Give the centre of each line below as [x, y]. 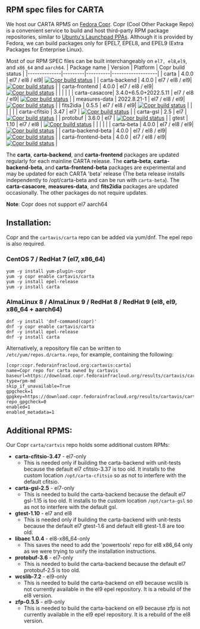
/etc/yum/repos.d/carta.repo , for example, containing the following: [90, 355]
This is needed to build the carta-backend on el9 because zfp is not [107, 608]
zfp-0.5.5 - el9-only [40, 602]
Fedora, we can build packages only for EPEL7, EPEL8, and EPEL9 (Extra [95, 43]
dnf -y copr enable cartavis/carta [50, 327]
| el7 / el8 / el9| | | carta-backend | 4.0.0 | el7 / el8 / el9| [99, 80]
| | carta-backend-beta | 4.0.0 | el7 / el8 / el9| [111, 130]
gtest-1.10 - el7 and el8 [43, 514]
